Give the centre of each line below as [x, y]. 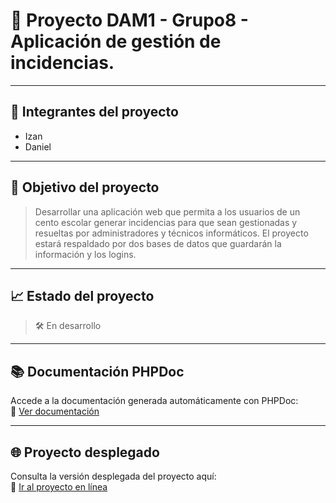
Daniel [38, 146]
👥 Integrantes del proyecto [94, 112]
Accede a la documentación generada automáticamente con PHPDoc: [154, 401]
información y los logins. [85, 254]
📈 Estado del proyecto [82, 295]
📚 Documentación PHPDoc [97, 371]
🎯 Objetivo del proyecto [85, 187]
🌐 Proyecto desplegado [85, 452]
